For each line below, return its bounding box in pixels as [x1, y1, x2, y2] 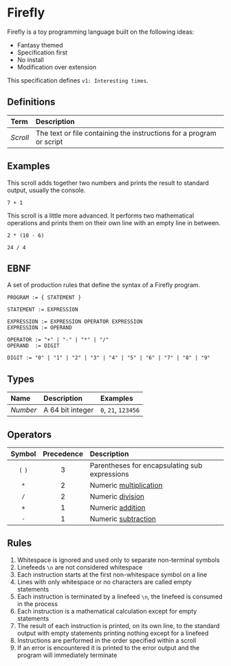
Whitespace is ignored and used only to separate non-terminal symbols [16, 556, 220, 564]
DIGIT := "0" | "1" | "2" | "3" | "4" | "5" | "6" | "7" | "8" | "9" [7, 355, 211, 362]
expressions [89, 470, 129, 479]
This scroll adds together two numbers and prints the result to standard [7, 178, 210, 187]
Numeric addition [89, 503, 146, 512]
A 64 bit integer [43, 405, 94, 415]
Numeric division [89, 492, 144, 501]
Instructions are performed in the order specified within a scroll [16, 636, 197, 645]
